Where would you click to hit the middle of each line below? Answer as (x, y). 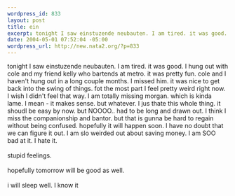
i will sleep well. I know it (43, 185)
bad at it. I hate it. (32, 140)
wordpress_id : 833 (34, 14)
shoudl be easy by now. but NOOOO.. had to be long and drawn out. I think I (117, 111)
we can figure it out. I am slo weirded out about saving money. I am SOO (112, 133)
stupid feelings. (29, 155)
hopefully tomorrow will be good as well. (66, 170)
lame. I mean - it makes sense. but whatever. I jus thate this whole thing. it (114, 103)
